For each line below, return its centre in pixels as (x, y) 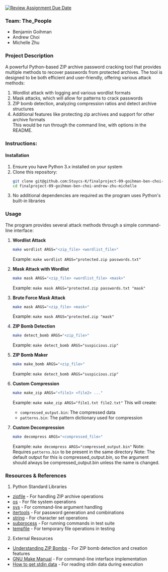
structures (23, 109)
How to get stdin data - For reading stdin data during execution (78, 564)
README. (22, 130)
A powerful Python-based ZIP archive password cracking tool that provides (83, 67)
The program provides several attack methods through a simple (71, 225)
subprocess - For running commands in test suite (63, 523)
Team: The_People (28, 21)
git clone (23, 181)
